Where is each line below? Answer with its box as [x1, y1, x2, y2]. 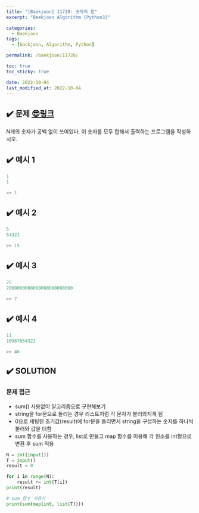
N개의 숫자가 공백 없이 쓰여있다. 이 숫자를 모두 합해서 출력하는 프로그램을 [6, 128, 176, 135]
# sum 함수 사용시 [6, 495, 46, 501]
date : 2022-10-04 [6, 79, 49, 85]
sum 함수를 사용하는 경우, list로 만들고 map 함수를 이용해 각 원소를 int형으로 [14, 433, 192, 440]
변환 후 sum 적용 [14, 440, 54, 447]
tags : [6, 36, 20, 42]
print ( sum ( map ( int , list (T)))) [6, 501, 84, 507]
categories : [6, 25, 36, 31]
